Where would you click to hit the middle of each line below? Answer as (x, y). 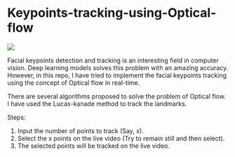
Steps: (16, 117)
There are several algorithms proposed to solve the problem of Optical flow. (116, 96)
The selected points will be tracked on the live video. (94, 146)
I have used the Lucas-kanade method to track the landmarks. (97, 104)
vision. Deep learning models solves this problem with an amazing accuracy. (118, 67)
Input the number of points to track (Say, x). (80, 130)
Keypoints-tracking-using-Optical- (112, 13)
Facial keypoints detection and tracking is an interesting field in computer (113, 60)
